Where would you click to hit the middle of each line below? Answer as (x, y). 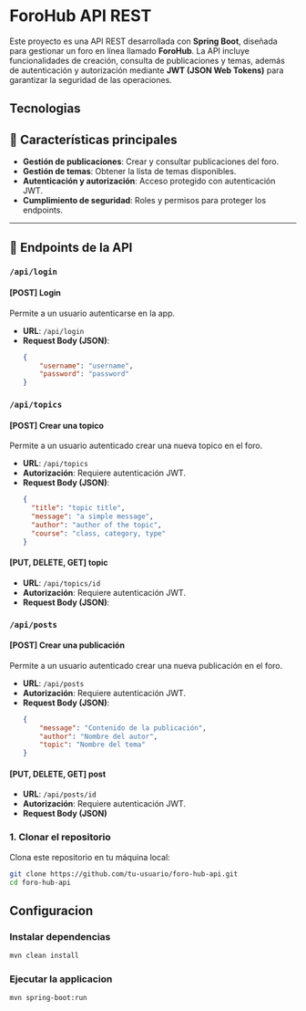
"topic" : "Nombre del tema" (92, 745)
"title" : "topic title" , (78, 508)
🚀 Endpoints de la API (71, 247)
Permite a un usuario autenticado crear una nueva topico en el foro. (136, 446)
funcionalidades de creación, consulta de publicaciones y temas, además (147, 60)
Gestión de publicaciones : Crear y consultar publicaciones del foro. (151, 162)
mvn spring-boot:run (49, 998)
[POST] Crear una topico (57, 425)
